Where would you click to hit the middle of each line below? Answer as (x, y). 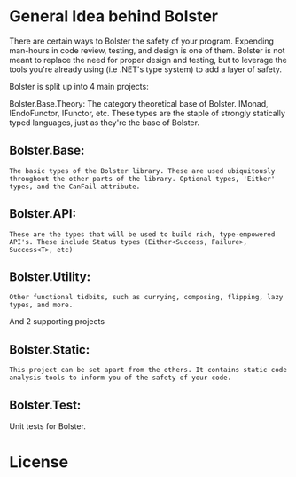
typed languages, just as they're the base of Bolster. (104, 123)
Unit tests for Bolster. (48, 426)
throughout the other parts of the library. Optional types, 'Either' (142, 179)
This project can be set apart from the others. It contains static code (148, 370)
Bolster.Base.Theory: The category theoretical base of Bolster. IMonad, (139, 103)
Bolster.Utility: (50, 277)
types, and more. (41, 305)
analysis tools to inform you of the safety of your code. (121, 378)
